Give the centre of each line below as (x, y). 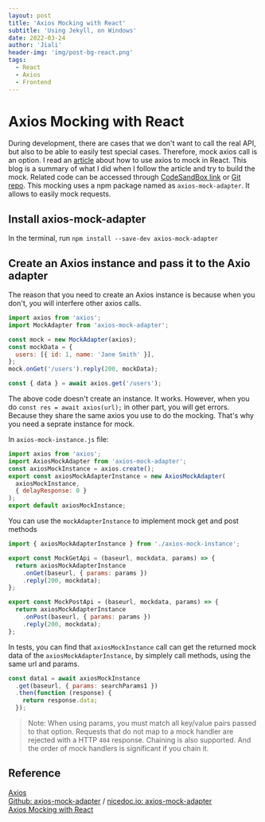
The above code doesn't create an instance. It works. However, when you (129, 399)
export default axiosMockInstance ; (67, 506)
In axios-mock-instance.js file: (58, 440)
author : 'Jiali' (35, 45)
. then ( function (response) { (64, 693)
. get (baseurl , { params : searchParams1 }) (87, 686)
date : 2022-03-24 (37, 38)
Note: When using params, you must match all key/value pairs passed (142, 723)
